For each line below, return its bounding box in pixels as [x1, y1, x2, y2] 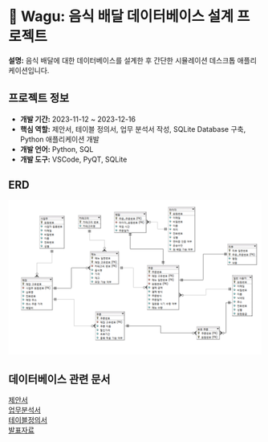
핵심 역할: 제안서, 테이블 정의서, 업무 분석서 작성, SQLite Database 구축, [19, 124, 246, 133]
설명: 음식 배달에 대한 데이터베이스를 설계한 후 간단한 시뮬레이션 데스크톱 [8, 55, 236, 65]
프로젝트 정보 [8, 92, 70, 105]
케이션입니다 [8, 65, 48, 75]
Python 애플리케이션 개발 [19, 134, 100, 144]
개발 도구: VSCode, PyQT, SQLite [19, 154, 128, 164]
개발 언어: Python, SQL [19, 144, 94, 153]
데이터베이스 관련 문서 [8, 373, 111, 387]
